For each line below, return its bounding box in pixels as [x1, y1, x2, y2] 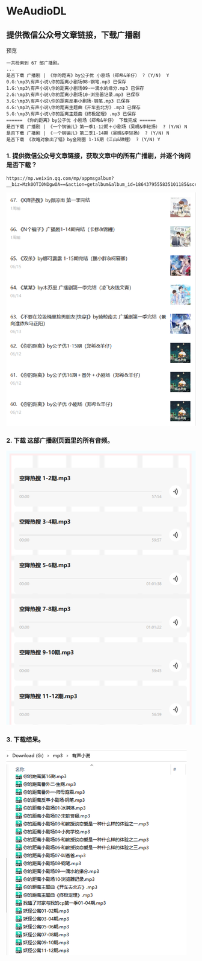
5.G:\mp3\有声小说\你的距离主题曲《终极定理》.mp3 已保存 [6, 111, 136, 117]
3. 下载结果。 [6, 735, 44, 743]
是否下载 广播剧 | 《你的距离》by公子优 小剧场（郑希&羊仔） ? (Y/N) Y [6, 72, 170, 78]
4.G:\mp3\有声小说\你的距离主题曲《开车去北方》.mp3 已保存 [6, 104, 141, 110]
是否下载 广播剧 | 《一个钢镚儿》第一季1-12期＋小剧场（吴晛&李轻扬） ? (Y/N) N [6, 124, 188, 130]
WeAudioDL [6, 4, 67, 18]
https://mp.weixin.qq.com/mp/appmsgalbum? [6, 176, 114, 182]
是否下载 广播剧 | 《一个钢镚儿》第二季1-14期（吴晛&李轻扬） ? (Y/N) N [6, 130, 170, 136]
